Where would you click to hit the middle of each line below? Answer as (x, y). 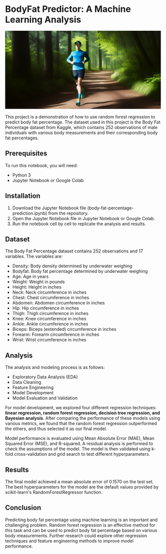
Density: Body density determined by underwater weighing (72, 266)
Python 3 (21, 175)
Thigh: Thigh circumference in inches (50, 313)
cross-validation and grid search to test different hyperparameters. (82, 454)
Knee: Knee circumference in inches (49, 319)
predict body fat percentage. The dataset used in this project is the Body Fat (83, 122)
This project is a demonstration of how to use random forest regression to (80, 117)
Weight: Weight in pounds (39, 282)
